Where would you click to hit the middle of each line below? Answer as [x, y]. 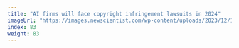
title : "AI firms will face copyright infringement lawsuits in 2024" [114, 14]
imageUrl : [22, 20]
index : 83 [22, 27]
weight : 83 [23, 34]
